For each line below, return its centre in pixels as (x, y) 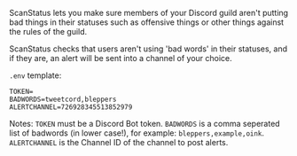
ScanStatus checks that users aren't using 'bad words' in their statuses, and (148, 49)
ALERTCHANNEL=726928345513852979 (71, 107)
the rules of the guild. (48, 31)
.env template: (35, 75)
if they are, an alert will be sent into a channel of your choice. (121, 58)
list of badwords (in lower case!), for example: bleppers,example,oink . (137, 133)
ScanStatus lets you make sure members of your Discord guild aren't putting (149, 13)
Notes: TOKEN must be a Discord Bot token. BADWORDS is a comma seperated (145, 124)
